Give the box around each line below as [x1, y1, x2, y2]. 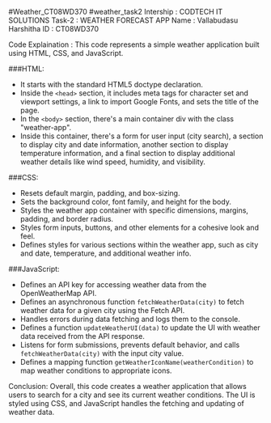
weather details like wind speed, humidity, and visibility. [19, 157, 206, 167]
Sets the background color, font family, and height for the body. [19, 197, 232, 206]
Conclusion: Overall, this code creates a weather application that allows [8, 382, 247, 391]
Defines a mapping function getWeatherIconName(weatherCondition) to [19, 357, 254, 366]
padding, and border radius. [19, 214, 114, 223]
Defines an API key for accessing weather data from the [19, 280, 207, 290]
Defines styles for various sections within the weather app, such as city [19, 240, 259, 249]
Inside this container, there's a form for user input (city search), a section [19, 131, 264, 141]
